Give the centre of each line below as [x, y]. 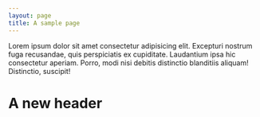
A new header [55, 103]
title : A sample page [44, 23]
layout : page [30, 16]
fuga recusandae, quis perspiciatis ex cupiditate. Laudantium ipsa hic [122, 54]
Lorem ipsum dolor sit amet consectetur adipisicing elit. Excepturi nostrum [130, 45]
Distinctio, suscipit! [39, 71]
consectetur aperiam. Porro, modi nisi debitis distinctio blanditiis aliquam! [128, 62]
